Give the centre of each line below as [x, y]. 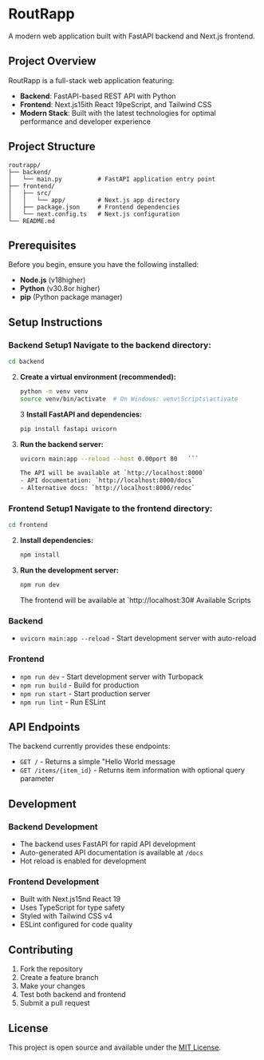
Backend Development [53, 827]
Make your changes [52, 986]
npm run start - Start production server [85, 693]
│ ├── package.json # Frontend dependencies [94, 207]
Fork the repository [51, 969]
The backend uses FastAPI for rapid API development [108, 844]
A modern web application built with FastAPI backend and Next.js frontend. [132, 36]
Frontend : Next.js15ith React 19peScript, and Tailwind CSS [116, 104]
